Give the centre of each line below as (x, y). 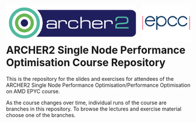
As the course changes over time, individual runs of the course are (86, 102)
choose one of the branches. (41, 115)
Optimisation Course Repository (86, 63)
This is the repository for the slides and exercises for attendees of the (90, 78)
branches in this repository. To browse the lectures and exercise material (94, 109)
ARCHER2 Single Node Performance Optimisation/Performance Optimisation (98, 85)
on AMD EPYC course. (33, 91)
